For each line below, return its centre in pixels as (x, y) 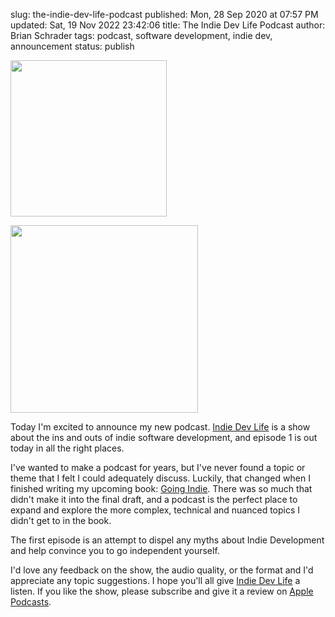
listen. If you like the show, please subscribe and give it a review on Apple (162, 591)
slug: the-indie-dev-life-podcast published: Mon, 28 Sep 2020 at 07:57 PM (164, 14)
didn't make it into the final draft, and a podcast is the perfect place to (154, 499)
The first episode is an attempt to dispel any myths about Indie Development (167, 540)
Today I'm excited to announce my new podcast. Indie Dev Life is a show (160, 427)
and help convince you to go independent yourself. (115, 550)
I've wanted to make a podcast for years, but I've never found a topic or (158, 467)
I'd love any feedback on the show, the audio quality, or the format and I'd (162, 570)
